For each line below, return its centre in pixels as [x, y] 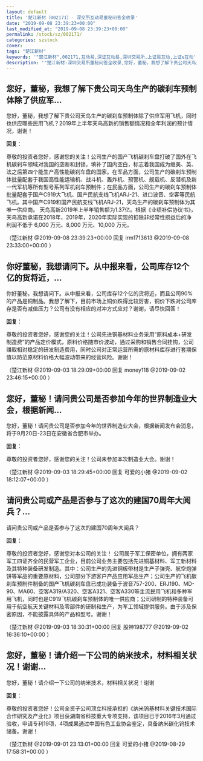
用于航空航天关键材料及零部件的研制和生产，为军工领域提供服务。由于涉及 [99, 606]
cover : [14, 46]
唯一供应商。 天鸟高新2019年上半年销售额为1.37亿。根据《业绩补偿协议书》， [101, 210]
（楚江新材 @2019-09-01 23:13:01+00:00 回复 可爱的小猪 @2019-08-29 [96, 744]
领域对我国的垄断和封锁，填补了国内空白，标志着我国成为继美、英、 [112, 164]
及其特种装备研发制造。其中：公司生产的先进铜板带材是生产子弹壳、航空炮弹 [101, 568]
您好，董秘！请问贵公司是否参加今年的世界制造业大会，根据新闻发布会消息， [101, 426]
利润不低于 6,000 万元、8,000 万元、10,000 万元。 [69, 225]
